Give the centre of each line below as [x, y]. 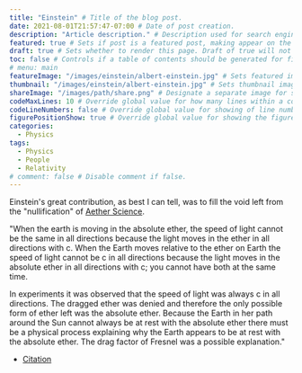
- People [34, 160]
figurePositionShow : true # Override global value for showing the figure [152, 118]
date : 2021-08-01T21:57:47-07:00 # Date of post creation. [122, 26]
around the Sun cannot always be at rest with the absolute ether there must [149, 323]
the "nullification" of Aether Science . [77, 211]
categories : [31, 127]
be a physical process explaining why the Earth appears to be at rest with [145, 333]
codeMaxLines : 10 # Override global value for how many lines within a [146, 101]
